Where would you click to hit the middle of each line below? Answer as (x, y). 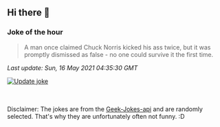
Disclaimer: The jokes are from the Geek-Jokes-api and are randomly (105, 109)
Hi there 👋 (29, 13)
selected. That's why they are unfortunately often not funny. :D (96, 116)
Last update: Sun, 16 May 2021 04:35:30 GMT (73, 68)
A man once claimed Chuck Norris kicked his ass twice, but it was (117, 47)
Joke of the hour (35, 32)
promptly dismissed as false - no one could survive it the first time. (119, 54)
